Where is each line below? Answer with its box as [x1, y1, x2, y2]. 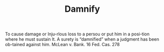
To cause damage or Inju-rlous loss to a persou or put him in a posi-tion [5, 31, 150, 37]
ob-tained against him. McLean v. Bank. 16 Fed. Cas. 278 [5, 42, 120, 48]
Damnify [64, 3, 100, 15]
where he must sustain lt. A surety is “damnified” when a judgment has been [5, 36, 159, 42]
